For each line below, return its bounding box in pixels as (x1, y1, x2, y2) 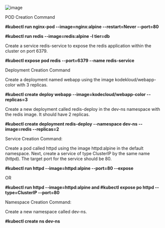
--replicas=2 (32, 126, 59, 132)
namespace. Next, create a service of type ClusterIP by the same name (5, 151, 150, 156)
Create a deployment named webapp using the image (5, 77, 114, 82)
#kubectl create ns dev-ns (5, 218, 61, 224)
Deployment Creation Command (5, 67, 70, 73)
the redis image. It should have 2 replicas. (5, 111, 90, 117)
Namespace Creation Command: (5, 199, 71, 205)
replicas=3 (5, 97, 28, 102)
